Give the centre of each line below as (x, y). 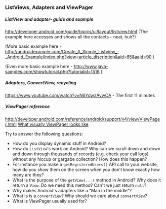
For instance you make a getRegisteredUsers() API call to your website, (85, 164)
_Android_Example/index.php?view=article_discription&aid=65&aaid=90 (78, 57)
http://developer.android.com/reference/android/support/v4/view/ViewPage (83, 119)
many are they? (28, 174)
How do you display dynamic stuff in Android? (59, 143)
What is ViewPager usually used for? (50, 201)
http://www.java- (91, 66)
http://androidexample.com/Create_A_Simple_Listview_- (62, 51)
